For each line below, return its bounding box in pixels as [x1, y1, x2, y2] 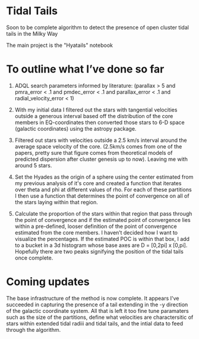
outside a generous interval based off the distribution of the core [14, 112, 173, 119]
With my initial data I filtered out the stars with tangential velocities [14, 106, 178, 113]
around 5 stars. [14, 161, 52, 169]
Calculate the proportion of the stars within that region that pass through [14, 210, 192, 217]
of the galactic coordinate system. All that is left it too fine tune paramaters [6, 307, 189, 314]
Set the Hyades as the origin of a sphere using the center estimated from [14, 173, 194, 180]
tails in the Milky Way [6, 30, 58, 37]
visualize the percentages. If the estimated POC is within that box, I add [14, 235, 190, 242]
